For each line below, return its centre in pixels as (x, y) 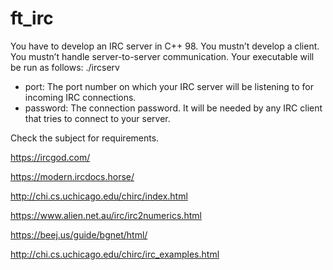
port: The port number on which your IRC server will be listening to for (169, 86)
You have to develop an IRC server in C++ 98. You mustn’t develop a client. (165, 46)
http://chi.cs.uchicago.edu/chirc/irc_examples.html (115, 254)
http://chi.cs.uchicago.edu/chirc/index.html (99, 196)
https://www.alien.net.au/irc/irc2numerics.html (106, 215)
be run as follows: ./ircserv (65, 67)
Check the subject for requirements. (85, 138)
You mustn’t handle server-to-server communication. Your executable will (162, 56)
